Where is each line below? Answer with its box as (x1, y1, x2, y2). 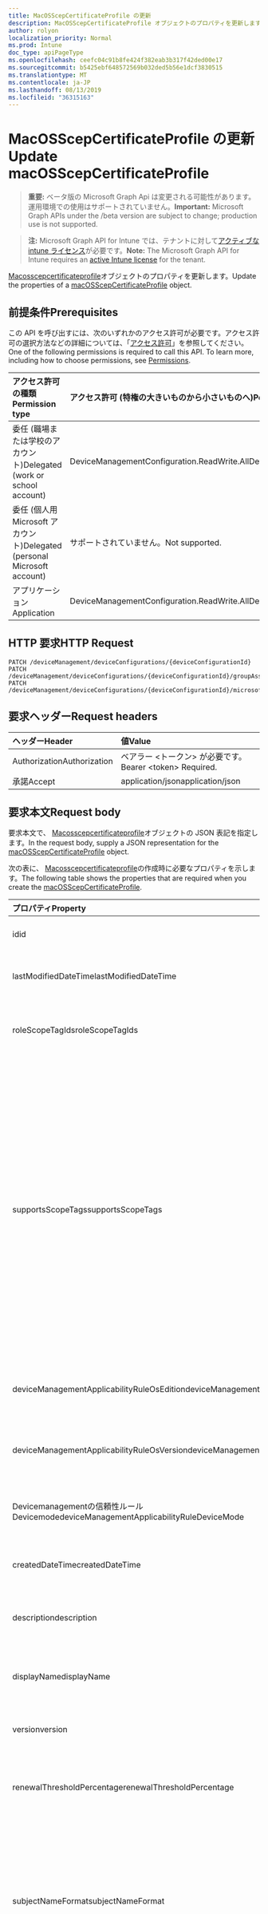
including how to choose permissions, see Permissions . (8, 356, 191, 365)
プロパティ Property (12, 903, 86, 914)
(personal (12, 551, 49, 561)
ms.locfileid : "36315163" (8, 93, 94, 101)
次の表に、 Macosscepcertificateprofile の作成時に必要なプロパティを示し (8, 864, 250, 873)
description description (12, 1612, 97, 1623)
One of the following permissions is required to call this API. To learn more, (8, 347, 254, 356)
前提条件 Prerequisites (8, 305, 118, 319)
